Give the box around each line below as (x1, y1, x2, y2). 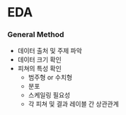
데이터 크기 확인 (17, 55, 62, 64)
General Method (7, 30, 64, 40)
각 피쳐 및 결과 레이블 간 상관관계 (28, 100, 119, 109)
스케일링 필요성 (28, 91, 71, 99)
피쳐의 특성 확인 (17, 65, 62, 73)
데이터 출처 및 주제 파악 (17, 47, 83, 55)
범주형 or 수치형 (28, 73, 73, 82)
